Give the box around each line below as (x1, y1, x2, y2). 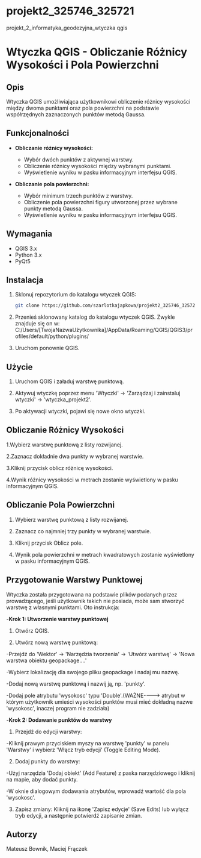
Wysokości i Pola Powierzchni (6, 58, 159, 72)
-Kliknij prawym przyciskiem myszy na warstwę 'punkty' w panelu (6, 739, 170, 747)
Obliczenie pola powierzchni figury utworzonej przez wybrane (23, 198, 178, 205)
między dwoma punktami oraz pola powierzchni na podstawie (6, 104, 160, 111)
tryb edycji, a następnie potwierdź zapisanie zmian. (14, 812, 142, 819)
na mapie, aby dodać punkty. (6, 775, 78, 783)
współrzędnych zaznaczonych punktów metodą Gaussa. (6, 110, 146, 118)
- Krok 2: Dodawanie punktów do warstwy (6, 716, 112, 724)
